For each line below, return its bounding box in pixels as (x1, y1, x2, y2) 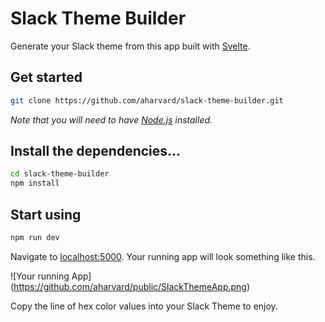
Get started (10, 69, 83, 86)
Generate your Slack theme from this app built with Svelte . (10, 40, 251, 52)
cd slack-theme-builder (10, 169, 110, 179)
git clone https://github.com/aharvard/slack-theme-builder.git (10, 95, 284, 106)
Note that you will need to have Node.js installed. (10, 113, 213, 126)
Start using (10, 206, 82, 223)
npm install (10, 178, 60, 189)
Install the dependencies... (10, 143, 182, 160)
